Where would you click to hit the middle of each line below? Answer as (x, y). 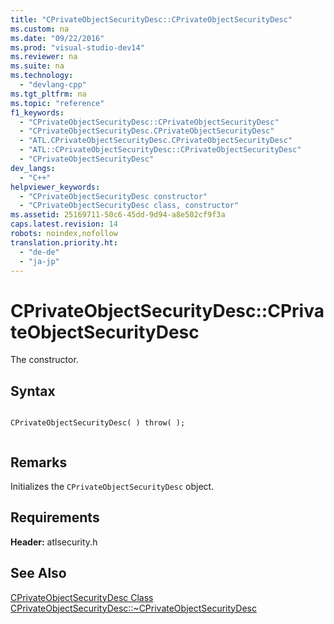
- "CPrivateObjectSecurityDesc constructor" (113, 196)
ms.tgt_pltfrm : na (48, 94)
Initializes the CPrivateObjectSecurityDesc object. (112, 486)
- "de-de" (39, 252)
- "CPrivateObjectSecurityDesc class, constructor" (129, 206)
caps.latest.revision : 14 (64, 224)
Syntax (33, 391)
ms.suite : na (37, 66)
